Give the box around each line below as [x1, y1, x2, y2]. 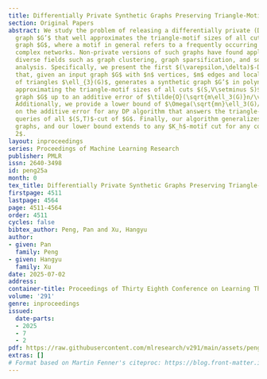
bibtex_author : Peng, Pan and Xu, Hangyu [8, 226, 148, 234]
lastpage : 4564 [8, 196, 59, 204]
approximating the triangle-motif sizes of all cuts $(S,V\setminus [15, 85, 247, 94]
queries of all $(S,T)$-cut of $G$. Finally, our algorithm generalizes [15, 115, 261, 123]
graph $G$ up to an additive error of [15, 93, 145, 101]
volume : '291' [8, 292, 56, 300]
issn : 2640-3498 [8, 160, 62, 168]
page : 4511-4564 [8, 203, 62, 211]
